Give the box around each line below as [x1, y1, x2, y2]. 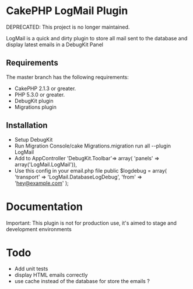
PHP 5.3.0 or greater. [14, 91, 65, 98]
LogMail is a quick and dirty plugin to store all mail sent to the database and [6, 35, 188, 42]
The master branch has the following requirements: [6, 73, 129, 80]
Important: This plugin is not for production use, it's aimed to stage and [6, 219, 177, 226]
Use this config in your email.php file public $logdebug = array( [14, 167, 167, 174]
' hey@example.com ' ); [14, 180, 69, 187]
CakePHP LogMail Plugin [6, 4, 128, 18]
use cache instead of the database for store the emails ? [14, 278, 150, 285]
